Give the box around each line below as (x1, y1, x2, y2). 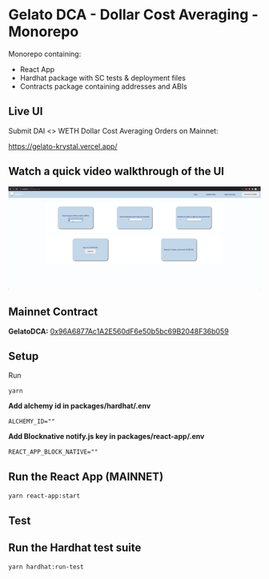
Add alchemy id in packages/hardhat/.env (8, 401, 151, 411)
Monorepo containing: (8, 49, 82, 58)
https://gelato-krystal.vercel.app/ (8, 142, 118, 151)
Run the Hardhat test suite (8, 541, 142, 554)
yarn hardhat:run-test (8, 563, 84, 571)
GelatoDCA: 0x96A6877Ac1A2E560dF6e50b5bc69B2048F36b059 (8, 326, 230, 336)
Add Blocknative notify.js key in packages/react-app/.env (8, 432, 205, 441)
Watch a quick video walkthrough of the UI (8, 165, 224, 178)
